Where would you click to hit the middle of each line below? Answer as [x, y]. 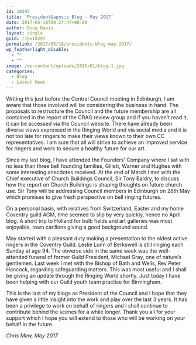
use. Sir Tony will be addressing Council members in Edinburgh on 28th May [98, 191]
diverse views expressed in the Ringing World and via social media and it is [97, 130]
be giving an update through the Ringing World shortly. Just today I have [93, 276]
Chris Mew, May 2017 [32, 336]
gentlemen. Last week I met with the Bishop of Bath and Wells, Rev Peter [94, 263]
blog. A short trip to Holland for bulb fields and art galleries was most [89, 221]
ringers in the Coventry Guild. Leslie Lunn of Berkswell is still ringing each [95, 244]
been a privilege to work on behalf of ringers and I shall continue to [87, 306]
